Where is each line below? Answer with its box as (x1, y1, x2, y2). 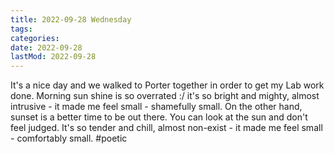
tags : (10, 24, 33, 34)
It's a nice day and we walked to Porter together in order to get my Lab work (10, 79, 325, 91)
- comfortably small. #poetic (10, 132, 128, 145)
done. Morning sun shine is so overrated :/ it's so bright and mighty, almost (10, 90, 320, 102)
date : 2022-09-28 (10, 42, 83, 53)
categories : (10, 33, 60, 43)
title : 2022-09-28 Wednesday (10, 14, 132, 25)
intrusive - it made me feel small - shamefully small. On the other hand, (10, 101, 303, 113)
